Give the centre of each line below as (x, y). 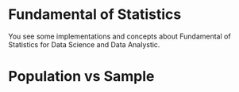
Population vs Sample (81, 77)
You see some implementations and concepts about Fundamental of (120, 36)
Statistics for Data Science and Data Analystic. (84, 44)
